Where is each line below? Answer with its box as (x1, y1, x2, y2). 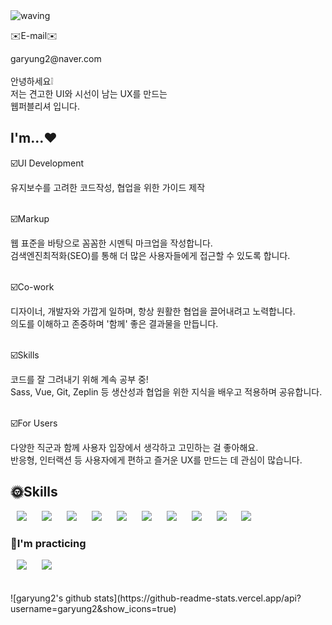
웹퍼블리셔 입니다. (10, 100, 81, 112)
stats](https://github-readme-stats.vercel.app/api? (93, 592, 302, 604)
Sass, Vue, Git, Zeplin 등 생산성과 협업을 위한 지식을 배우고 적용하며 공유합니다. (10, 385, 323, 398)
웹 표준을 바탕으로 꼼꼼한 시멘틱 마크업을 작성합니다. (10, 237, 213, 249)
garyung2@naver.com (10, 53, 102, 64)
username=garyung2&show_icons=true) (10, 602, 177, 614)
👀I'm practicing (10, 536, 87, 550)
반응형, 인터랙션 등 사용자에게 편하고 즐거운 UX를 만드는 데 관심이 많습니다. (10, 454, 303, 466)
